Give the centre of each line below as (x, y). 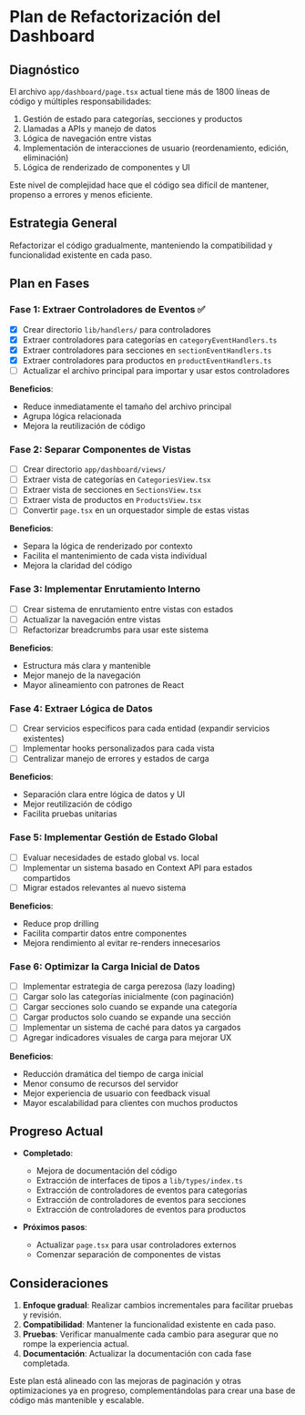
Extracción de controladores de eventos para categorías (142, 1190)
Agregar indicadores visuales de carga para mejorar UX (127, 1038)
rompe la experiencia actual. (76, 1344)
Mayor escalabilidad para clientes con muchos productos (130, 1102)
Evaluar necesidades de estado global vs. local (111, 857)
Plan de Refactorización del (115, 17)
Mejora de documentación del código (107, 1171)
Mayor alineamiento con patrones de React (103, 684)
